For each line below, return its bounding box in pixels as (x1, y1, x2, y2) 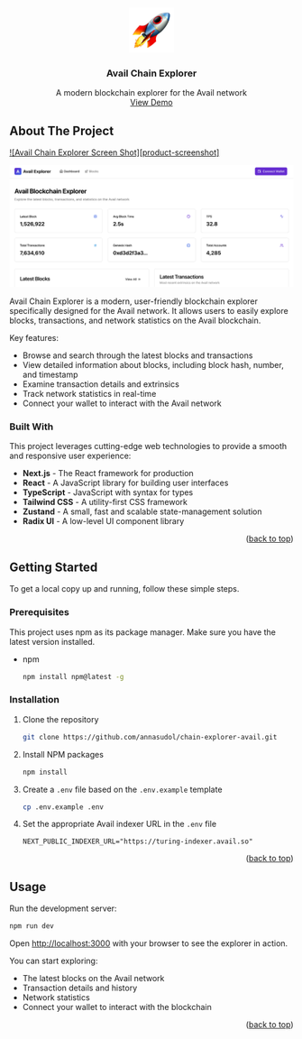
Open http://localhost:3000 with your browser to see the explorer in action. (9, 938, 288, 949)
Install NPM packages (22, 749, 104, 759)
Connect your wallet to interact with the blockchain (22, 1002, 212, 1013)
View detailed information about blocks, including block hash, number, (22, 360, 284, 371)
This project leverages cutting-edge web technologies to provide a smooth (9, 441, 288, 452)
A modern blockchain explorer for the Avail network (55, 87, 248, 98)
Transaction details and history (22, 982, 138, 994)
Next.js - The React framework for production (22, 468, 194, 479)
